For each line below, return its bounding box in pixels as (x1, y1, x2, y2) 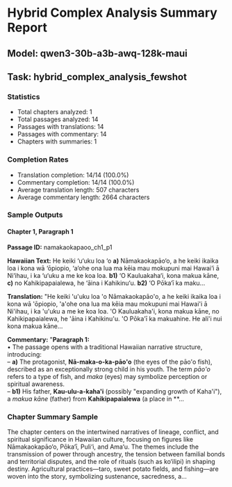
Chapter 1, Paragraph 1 (7, 228, 74, 236)
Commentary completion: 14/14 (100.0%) (17, 178, 135, 186)
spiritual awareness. (7, 380, 65, 388)
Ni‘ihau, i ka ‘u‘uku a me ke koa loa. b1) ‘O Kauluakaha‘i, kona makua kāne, (7, 271, 219, 279)
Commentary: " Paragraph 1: (7, 335, 90, 343)
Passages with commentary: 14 (17, 130, 107, 139)
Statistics (7, 92, 40, 102)
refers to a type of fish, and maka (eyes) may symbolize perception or (7, 372, 208, 380)
